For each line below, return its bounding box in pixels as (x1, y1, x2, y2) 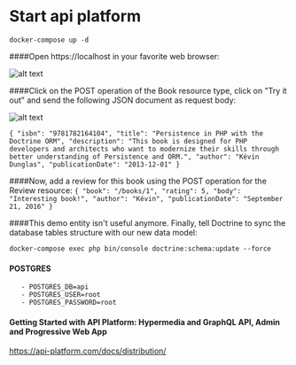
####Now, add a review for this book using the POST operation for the (9, 175, 268, 186)
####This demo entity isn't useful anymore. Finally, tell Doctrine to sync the (9, 217, 286, 228)
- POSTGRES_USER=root (20, 291, 101, 299)
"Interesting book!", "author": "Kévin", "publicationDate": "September (9, 194, 284, 203)
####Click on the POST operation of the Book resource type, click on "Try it (9, 85, 287, 96)
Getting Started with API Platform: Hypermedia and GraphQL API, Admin (9, 316, 281, 327)
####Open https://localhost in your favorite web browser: (9, 50, 220, 61)
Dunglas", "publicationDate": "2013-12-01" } (9, 159, 180, 169)
